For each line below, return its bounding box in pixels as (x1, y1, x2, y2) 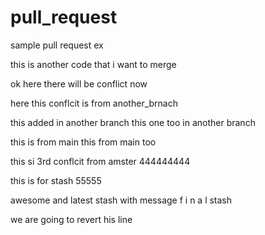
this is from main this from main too (10, 136, 157, 148)
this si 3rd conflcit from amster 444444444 (10, 155, 191, 167)
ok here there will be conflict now (10, 77, 148, 90)
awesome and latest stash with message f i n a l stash (10, 194, 233, 206)
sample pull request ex (10, 39, 104, 51)
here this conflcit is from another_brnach (10, 97, 178, 109)
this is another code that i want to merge (10, 58, 177, 70)
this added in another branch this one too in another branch (10, 116, 256, 128)
